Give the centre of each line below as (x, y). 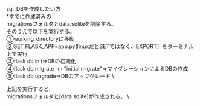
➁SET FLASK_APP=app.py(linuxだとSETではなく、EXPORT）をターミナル (100, 46)
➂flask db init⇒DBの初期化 (41, 61)
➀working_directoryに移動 (40, 39)
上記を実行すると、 (30, 89)
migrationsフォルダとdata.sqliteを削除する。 (61, 24)
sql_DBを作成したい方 (34, 9)
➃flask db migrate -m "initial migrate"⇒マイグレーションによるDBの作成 (97, 69)
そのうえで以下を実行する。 (41, 31)
